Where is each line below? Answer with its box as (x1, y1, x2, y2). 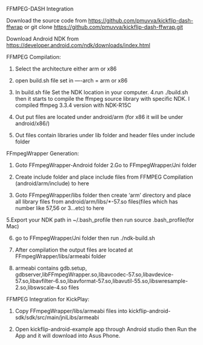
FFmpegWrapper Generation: (6, 150, 79, 157)
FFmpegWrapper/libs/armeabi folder (15, 253, 107, 260)
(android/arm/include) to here (15, 180, 90, 187)
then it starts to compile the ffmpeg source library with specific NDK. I (15, 95, 190, 102)
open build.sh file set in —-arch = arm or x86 (15, 77, 128, 84)
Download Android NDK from (6, 35, 79, 42)
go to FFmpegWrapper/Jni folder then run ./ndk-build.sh (15, 234, 156, 242)
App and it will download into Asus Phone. (15, 332, 121, 339)
